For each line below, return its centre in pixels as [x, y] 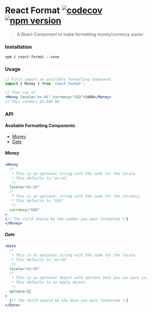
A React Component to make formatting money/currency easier [80, 34]
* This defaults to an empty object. [50, 282]
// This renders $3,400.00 [32, 102]
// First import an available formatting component [58, 79]
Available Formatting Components [40, 126]
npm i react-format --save [32, 57]
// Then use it [20, 92]
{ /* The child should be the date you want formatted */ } [69, 300]
